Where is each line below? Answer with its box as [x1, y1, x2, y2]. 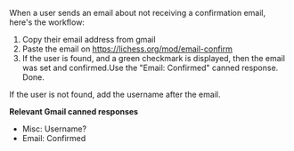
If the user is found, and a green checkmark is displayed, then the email [21, 53, 285, 63]
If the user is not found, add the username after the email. [9, 89, 221, 99]
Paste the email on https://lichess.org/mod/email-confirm [21, 44, 233, 54]
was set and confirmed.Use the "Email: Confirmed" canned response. [21, 62, 279, 73]
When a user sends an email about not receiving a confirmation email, [9, 8, 266, 18]
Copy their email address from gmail [21, 35, 156, 44]
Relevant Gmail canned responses [9, 107, 139, 116]
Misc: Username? [21, 123, 87, 134]
